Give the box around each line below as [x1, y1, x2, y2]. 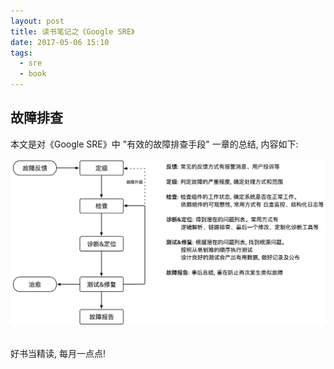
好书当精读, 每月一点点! [10, 348, 106, 360]
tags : [10, 48, 33, 58]
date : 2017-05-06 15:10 [10, 37, 110, 47]
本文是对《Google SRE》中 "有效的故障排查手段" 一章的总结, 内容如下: [10, 138, 299, 150]
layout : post [10, 16, 65, 26]
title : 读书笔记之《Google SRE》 [10, 26, 135, 37]
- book [19, 69, 47, 79]
